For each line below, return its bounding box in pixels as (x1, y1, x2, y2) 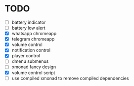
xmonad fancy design (11, 64, 56, 70)
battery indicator (11, 19, 46, 25)
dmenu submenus (11, 58, 49, 64)
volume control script (11, 70, 55, 76)
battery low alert (11, 25, 45, 31)
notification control (11, 47, 50, 53)
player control (11, 53, 41, 59)
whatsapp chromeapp (11, 31, 57, 37)
